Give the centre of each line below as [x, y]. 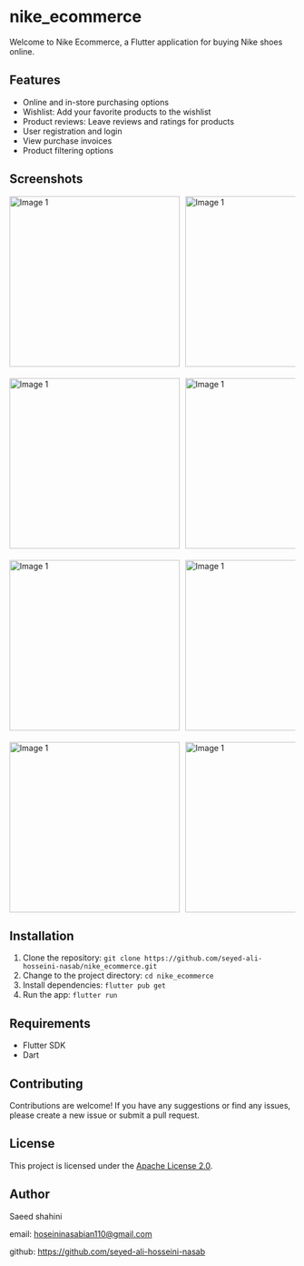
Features [35, 80]
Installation [42, 935]
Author [29, 1195]
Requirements [50, 1024]
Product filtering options [68, 150]
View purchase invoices [67, 141]
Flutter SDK [44, 1045]
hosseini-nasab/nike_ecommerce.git [90, 967]
